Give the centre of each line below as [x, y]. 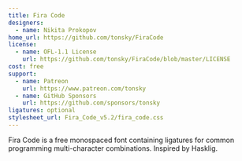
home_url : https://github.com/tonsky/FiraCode [86, 37]
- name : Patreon [42, 81]
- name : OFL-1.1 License [56, 52]
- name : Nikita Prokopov [56, 30]
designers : [26, 23]
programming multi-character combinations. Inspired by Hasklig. [113, 148]
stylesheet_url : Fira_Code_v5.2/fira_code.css [86, 118]
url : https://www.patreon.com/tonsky [84, 88]
